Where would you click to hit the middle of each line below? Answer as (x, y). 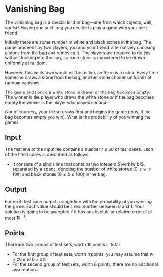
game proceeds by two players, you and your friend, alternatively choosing (80, 47)
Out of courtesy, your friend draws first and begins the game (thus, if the (78, 112)
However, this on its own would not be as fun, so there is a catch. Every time (81, 72)
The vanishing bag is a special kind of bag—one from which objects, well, (79, 22)
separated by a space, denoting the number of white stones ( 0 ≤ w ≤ (81, 169)
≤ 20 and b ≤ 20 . (29, 259)
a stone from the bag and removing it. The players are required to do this (78, 53)
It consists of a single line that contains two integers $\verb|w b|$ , (78, 164)
